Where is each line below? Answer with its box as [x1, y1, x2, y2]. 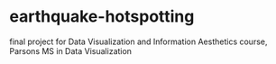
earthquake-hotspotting [9, 6, 195, 27]
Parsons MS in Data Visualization [9, 45, 133, 56]
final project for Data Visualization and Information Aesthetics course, [9, 36, 268, 47]
